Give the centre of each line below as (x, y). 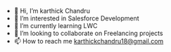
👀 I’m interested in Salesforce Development (76, 18)
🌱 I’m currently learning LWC (56, 26)
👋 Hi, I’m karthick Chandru (52, 11)
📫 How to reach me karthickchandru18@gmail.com (89, 41)
